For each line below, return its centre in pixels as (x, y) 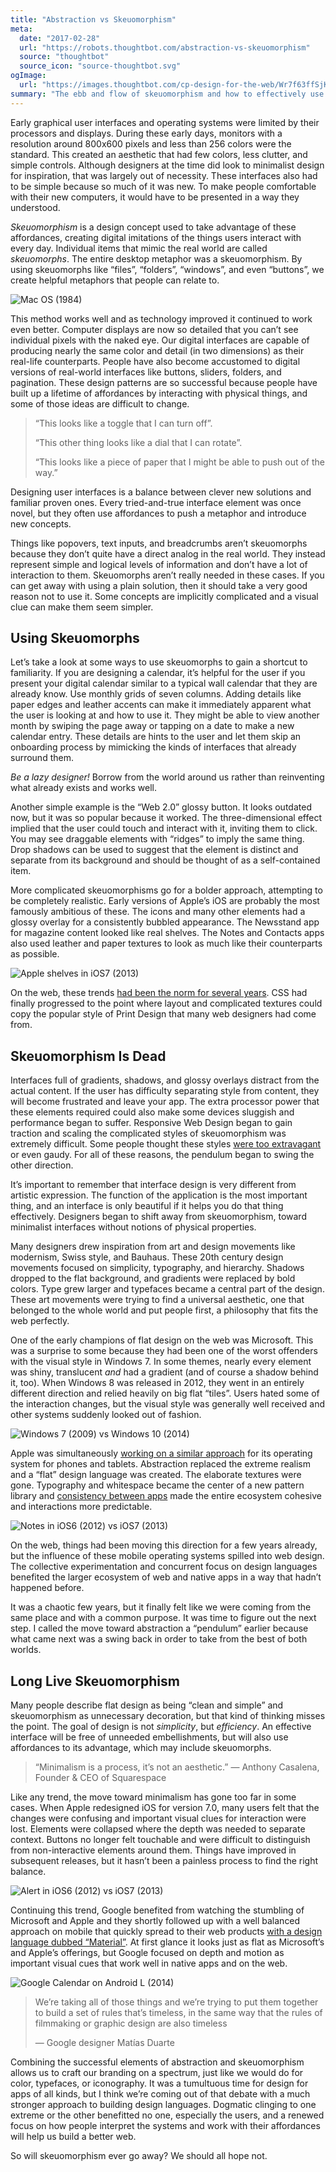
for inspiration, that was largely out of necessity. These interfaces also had (164, 175)
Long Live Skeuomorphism (95, 1681)
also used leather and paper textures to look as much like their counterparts (166, 943)
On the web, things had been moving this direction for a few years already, (164, 1545)
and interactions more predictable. (81, 1507)
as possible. (35, 954)
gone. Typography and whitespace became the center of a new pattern (157, 1485)
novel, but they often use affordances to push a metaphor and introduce (158, 513)
